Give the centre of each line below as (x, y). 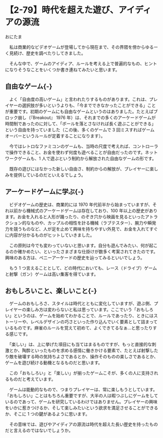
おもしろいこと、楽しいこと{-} (51, 291)
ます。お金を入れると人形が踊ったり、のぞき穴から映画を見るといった (75, 217)
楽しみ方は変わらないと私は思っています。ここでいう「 (81, 310)
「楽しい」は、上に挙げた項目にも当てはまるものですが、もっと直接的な (81, 344)
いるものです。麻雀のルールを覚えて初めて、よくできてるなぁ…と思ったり (79, 328)
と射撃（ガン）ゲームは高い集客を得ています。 (52, 274)
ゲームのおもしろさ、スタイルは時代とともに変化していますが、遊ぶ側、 (81, 304)
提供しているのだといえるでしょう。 (50, 175)
